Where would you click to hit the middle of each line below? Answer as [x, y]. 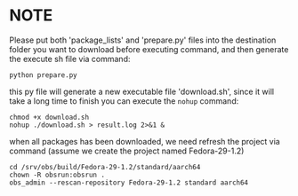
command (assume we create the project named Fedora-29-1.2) [127, 151]
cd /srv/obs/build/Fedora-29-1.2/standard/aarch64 [105, 167]
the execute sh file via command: [70, 59]
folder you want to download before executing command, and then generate [149, 49]
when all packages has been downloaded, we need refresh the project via [145, 141]
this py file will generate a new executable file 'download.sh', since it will [141, 91]
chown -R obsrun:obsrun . [57, 175]
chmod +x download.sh [49, 117]
